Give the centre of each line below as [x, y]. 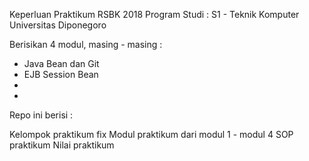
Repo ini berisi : [41, 115]
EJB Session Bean [61, 74]
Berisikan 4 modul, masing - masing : [86, 44]
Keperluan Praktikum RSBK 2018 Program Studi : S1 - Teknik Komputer [154, 14]
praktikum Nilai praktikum [62, 145]
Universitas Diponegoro [58, 25]
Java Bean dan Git [61, 63]
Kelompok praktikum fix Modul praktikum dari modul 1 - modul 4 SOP [151, 134]
